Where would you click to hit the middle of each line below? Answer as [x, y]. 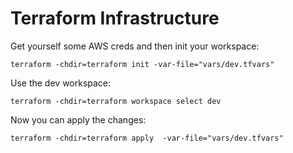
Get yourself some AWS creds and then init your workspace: [135, 46]
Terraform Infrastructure [115, 18]
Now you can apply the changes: [78, 119]
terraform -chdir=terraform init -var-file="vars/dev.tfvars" [142, 64]
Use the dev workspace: [61, 83]
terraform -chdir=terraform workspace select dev [116, 101]
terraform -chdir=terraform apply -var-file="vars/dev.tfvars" [147, 138]
